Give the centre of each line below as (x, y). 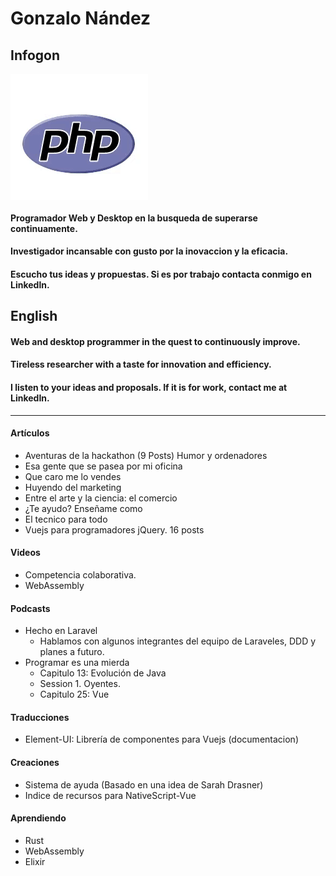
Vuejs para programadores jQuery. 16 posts (114, 529)
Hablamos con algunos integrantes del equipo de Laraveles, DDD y (178, 641)
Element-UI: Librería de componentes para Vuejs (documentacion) (161, 739)
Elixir (35, 861)
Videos (25, 553)
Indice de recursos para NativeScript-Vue (110, 795)
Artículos (30, 433)
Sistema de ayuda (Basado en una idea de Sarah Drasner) (144, 784)
